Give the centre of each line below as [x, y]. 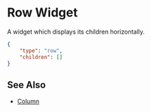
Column [28, 102]
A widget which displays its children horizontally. [76, 32]
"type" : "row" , [41, 51]
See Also [26, 85]
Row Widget [43, 13]
